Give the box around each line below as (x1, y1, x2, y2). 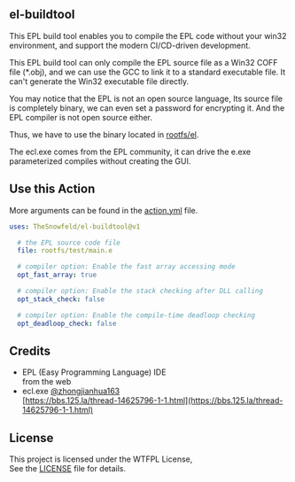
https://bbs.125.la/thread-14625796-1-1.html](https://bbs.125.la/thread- (25, 395, 283, 406)
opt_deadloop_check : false (17, 319, 117, 328)
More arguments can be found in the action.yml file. (9, 205, 198, 215)
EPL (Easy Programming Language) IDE (21, 367, 167, 377)
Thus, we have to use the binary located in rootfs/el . (9, 128, 199, 140)
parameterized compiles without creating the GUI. (9, 155, 191, 167)
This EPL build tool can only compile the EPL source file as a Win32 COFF (9, 57, 278, 67)
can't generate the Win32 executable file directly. (9, 75, 190, 87)
